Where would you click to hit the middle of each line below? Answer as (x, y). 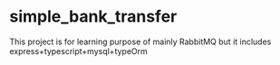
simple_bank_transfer (93, 17)
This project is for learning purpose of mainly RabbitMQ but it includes (140, 42)
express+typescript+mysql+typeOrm (78, 51)
